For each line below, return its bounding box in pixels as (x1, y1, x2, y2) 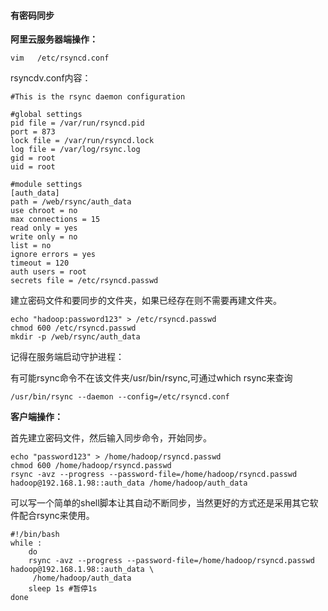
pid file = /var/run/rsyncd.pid (10, 118, 145, 129)
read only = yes (10, 223, 78, 234)
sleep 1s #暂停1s (28, 584, 98, 594)
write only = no (10, 232, 78, 242)
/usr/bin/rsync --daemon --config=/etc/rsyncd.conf (10, 392, 230, 402)
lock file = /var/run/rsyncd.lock (10, 136, 155, 146)
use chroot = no (10, 206, 78, 216)
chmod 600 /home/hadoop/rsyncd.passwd (10, 461, 172, 471)
